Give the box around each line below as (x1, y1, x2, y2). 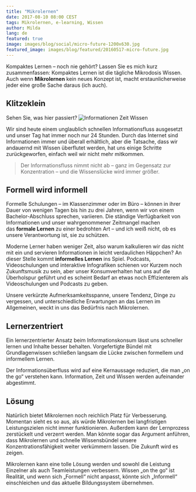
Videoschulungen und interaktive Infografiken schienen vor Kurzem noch (6, 262, 183, 269)
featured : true (6, 36, 43, 42)
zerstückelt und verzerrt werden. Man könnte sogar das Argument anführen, (6, 430, 190, 437)
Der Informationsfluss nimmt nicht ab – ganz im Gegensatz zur (20, 162, 171, 169)
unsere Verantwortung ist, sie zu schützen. (6, 232, 109, 239)
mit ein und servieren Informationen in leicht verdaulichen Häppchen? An (6, 249, 183, 256)
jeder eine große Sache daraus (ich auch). (6, 82, 108, 89)
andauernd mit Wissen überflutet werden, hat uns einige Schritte (6, 144, 162, 151)
